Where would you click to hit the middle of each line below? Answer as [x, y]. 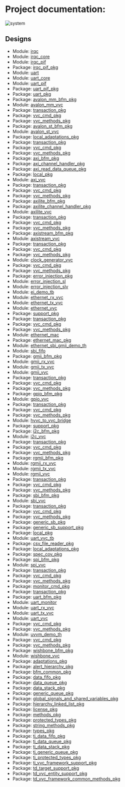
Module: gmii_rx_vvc [33, 362]
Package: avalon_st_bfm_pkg [42, 126]
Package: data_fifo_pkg [36, 677]
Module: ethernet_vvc [35, 308]
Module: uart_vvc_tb [33, 538]
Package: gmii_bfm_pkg [37, 356]
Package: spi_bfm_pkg [36, 559]
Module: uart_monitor [34, 602]
